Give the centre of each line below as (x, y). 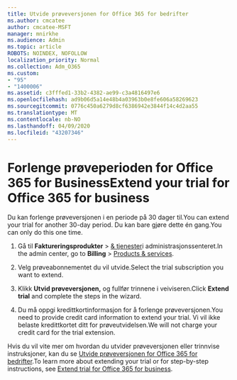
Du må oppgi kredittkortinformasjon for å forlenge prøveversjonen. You (120, 310)
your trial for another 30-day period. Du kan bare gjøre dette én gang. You (115, 225)
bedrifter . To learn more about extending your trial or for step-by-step (108, 362)
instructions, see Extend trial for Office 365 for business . (90, 369)
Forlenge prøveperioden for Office (110, 168)
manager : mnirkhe (33, 34)
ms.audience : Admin (36, 40)
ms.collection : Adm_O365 (44, 67)
